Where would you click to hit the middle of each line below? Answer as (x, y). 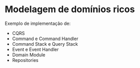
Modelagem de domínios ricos (70, 9)
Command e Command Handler (45, 39)
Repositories (25, 60)
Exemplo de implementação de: (38, 23)
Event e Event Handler (35, 49)
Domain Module (29, 55)
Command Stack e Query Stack (45, 44)
